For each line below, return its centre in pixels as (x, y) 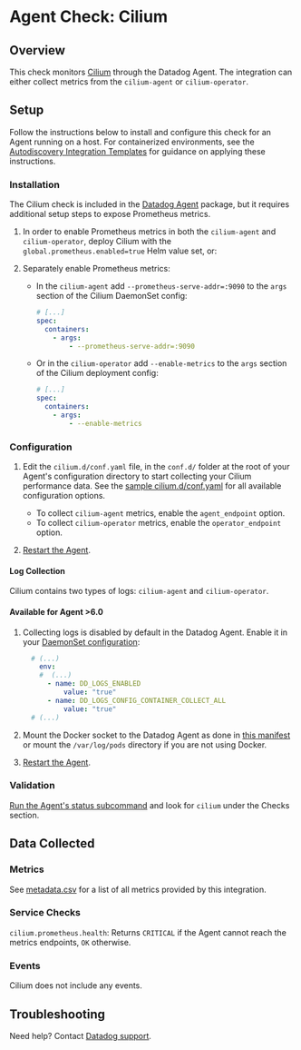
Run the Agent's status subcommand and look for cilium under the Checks (150, 805)
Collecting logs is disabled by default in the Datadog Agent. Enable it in (155, 632)
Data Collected (52, 843)
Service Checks (45, 913)
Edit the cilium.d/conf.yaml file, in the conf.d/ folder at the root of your (156, 467)
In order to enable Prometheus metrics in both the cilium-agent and (149, 232)
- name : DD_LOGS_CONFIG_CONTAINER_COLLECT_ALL (136, 700)
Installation (35, 184)
